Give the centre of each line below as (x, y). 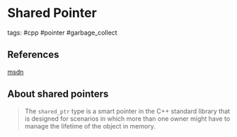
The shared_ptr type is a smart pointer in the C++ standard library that (127, 111)
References (33, 55)
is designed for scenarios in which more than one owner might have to (127, 119)
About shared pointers (58, 94)
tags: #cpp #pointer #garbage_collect (63, 32)
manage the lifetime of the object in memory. (90, 126)
